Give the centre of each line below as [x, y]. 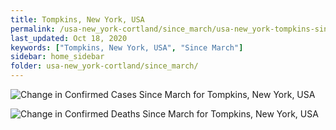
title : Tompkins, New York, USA [77, 19]
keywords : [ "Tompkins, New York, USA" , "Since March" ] [127, 47]
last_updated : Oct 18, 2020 [69, 38]
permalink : [33, 29]
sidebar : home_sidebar [57, 57]
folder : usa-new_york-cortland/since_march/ [104, 66]
